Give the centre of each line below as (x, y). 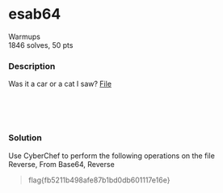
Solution (25, 138)
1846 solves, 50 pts (41, 45)
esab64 (35, 14)
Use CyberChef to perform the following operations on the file (112, 156)
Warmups (24, 36)
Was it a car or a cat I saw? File (60, 84)
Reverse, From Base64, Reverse (61, 164)
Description (32, 66)
